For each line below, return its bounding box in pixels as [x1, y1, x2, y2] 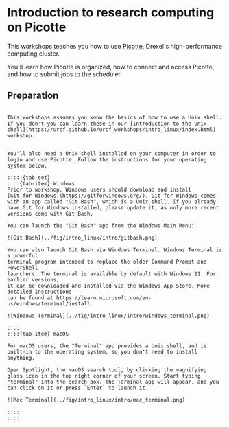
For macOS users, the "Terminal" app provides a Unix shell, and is [7, 342, 207, 349]
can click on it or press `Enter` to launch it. [7, 384, 149, 391]
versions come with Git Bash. [7, 210, 94, 217]
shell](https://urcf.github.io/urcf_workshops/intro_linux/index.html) [7, 126, 216, 133]
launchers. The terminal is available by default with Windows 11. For [7, 270, 216, 277]
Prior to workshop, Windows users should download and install [7, 186, 192, 193]
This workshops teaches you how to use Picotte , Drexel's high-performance [7, 42, 223, 50]
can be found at [7, 294, 53, 301]
